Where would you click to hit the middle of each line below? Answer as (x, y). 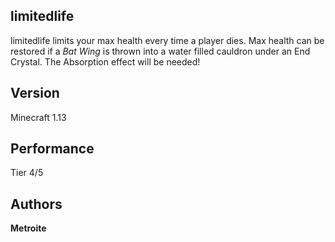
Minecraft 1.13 (38, 117)
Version (35, 93)
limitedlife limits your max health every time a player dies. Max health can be (167, 40)
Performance (52, 149)
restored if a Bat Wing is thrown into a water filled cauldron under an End (160, 51)
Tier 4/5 (27, 173)
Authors (36, 204)
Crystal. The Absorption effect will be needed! (105, 61)
